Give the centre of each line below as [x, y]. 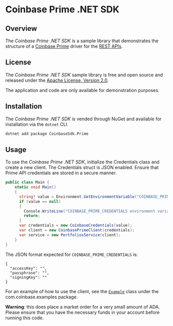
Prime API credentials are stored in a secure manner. [61, 173]
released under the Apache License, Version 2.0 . [57, 80]
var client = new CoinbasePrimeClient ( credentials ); [77, 230]
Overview [21, 29]
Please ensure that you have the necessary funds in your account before [82, 312]
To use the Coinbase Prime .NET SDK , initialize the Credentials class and [82, 162]
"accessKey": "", [29, 268]
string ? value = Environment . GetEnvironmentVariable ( [78, 196]
